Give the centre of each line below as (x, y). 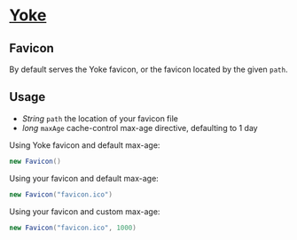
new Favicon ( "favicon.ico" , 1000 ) (73, 228)
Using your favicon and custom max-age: (85, 211)
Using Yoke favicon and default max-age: (85, 145)
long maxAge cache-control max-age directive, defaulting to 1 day (140, 128)
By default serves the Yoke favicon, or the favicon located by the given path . (148, 69)
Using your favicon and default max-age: (84, 178)
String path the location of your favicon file (100, 118)
